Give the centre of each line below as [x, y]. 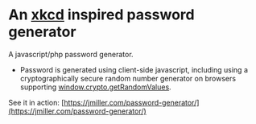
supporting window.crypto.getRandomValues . [95, 87]
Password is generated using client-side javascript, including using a [134, 69]
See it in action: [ [36, 102]
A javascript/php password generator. [71, 54]
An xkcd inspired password [101, 15]
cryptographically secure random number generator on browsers [128, 78]
